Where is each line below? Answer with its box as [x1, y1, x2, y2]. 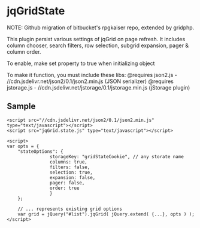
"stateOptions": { [17, 148, 63, 155]
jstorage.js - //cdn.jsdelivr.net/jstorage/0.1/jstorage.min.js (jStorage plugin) [7, 84, 190, 91]
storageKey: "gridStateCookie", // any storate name [49, 153, 184, 159]
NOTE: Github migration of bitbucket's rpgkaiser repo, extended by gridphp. [7, 24, 195, 31]
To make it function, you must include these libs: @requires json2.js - [7, 71, 177, 78]
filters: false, [49, 164, 90, 170]
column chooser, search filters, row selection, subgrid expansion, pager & [7, 42, 189, 49]
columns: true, [49, 159, 87, 165]
